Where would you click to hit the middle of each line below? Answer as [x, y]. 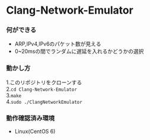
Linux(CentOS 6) [35, 132]
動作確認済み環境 [30, 118]
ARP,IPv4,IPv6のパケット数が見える [58, 44]
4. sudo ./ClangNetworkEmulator [44, 101]
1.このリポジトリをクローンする [44, 82]
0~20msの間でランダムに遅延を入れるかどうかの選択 [79, 52]
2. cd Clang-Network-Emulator [42, 89]
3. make [14, 95]
